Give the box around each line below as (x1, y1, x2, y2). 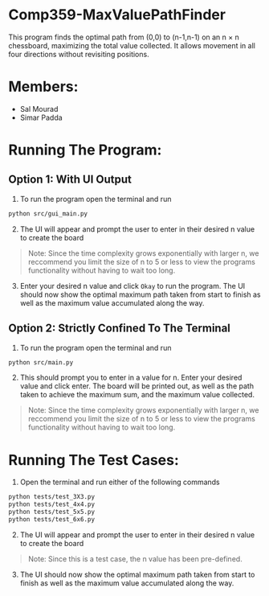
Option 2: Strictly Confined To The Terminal (8, 322, 231, 335)
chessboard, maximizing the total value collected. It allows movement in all (8, 40, 255, 50)
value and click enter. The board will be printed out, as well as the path (19, 381, 255, 391)
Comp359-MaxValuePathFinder (8, 6, 226, 24)
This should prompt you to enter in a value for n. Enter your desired (19, 372, 243, 383)
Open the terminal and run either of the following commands (19, 477, 221, 487)
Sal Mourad (19, 104, 59, 113)
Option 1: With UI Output (8, 173, 132, 187)
